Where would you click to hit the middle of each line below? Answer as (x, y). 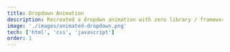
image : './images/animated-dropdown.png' (67, 26)
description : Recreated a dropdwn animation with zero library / (102, 20)
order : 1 (20, 38)
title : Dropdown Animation (46, 13)
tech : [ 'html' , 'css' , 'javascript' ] (61, 32)
